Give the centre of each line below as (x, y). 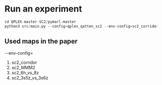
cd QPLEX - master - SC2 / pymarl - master (40, 22)
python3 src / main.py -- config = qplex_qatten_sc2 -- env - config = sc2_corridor (81, 26)
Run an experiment (43, 9)
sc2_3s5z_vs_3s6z (30, 78)
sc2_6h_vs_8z (25, 72)
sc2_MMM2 (23, 67)
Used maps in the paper (41, 41)
